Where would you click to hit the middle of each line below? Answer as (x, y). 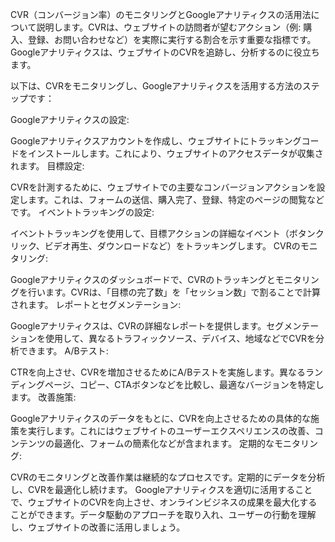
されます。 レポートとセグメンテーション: (96, 304)
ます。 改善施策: (43, 397)
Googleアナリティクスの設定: (70, 119)
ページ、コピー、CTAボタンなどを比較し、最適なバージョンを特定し (184, 384)
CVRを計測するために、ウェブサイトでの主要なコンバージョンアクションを (163, 187)
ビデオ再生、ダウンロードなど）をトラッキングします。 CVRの (172, 246)
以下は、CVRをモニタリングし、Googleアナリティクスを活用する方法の (156, 86)
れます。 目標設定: (47, 166)
